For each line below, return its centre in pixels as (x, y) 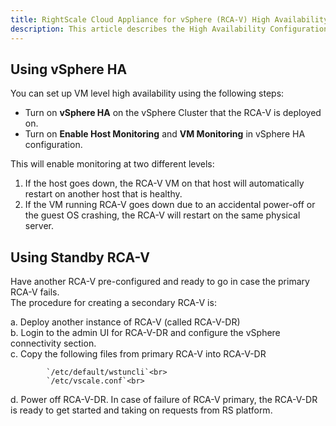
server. (39, 226)
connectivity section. (53, 343)
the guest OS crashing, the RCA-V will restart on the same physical (162, 215)
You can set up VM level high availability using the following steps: (147, 93)
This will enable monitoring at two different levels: (112, 164)
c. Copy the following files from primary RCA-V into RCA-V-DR (138, 354)
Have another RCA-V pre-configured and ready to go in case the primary (160, 282)
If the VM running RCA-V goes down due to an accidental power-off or (170, 205)
